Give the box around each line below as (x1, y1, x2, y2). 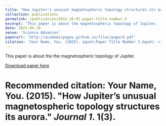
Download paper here (5, 62, 49, 68)
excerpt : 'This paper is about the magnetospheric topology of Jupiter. (5, 21, 158, 26)
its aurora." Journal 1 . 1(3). (5, 111, 116, 123)
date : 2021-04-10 (5, 26, 41, 31)
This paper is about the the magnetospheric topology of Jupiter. (5, 53, 135, 59)
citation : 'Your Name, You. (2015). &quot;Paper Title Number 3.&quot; (5, 40, 156, 44)
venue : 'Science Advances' (5, 30, 61, 35)
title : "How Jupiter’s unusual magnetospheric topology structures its (5, 7, 156, 12)
